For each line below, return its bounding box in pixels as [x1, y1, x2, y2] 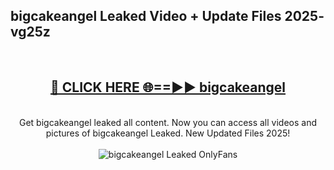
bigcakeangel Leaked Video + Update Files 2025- [10, 8, 325, 25]
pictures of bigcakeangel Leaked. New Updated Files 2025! [45, 127, 291, 139]
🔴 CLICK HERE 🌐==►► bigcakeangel [49, 79, 287, 96]
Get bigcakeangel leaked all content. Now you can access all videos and [18, 116, 318, 128]
